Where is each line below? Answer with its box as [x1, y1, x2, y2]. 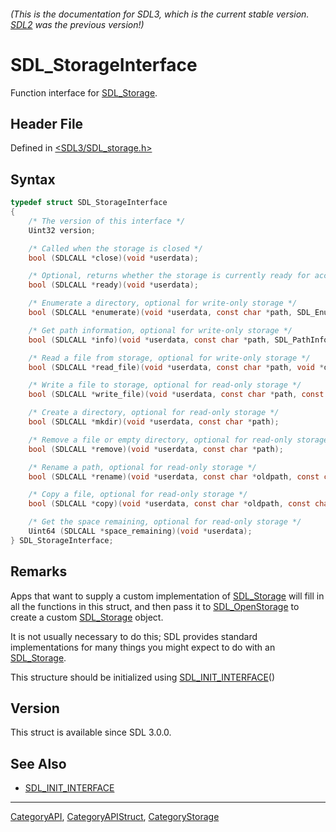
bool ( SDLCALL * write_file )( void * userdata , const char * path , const [28, 390, 325, 400]
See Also [10, 755, 67, 772]
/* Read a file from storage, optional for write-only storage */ [28, 353, 311, 363]
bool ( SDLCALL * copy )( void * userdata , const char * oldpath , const [28, 499, 311, 509]
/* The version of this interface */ [28, 216, 186, 226]
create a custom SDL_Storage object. [10, 611, 164, 623]
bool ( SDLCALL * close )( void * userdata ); [28, 253, 199, 263]
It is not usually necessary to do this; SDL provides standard [10, 630, 258, 642]
